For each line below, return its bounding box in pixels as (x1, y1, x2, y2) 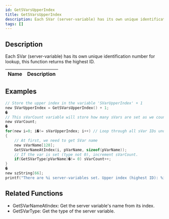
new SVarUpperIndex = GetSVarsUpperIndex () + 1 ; (5, 105, 109, 111)
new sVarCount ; (5, 119, 37, 125)
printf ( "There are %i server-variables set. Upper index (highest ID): (5, 175, 158, 180)
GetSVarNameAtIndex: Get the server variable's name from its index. (12, 202, 155, 208)
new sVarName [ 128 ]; (14, 143, 55, 148)
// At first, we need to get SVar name (14, 138, 98, 143)
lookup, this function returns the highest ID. (5, 59, 95, 65)
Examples (5, 87, 37, 96)
